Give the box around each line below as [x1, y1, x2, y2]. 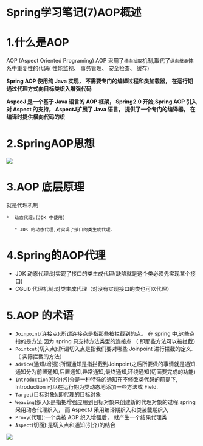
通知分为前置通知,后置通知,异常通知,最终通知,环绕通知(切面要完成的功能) [15, 368, 196, 375]
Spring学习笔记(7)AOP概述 [6, 5, 142, 19]
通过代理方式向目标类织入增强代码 [6, 85, 92, 92]
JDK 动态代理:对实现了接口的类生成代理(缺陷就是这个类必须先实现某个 [15, 270, 191, 277]
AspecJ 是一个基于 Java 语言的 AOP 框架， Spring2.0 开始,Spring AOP [6, 98, 185, 105]
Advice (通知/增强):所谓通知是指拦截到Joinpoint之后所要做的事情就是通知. [15, 360, 198, 368]
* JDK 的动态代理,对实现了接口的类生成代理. [14, 226, 114, 232]
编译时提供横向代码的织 [6, 113, 65, 120]
